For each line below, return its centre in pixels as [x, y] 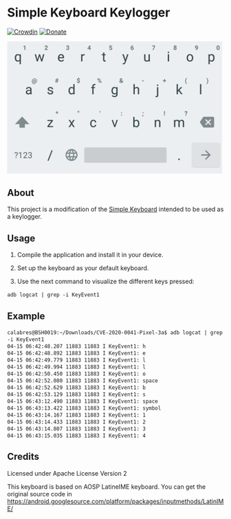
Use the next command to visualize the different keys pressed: [106, 281]
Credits [23, 457]
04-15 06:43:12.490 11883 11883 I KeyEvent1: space [82, 401]
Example [26, 316]
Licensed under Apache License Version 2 [67, 473]
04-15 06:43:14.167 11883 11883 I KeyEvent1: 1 [77, 415]
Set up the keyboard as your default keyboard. [83, 268]
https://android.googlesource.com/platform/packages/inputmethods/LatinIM [115, 501]
